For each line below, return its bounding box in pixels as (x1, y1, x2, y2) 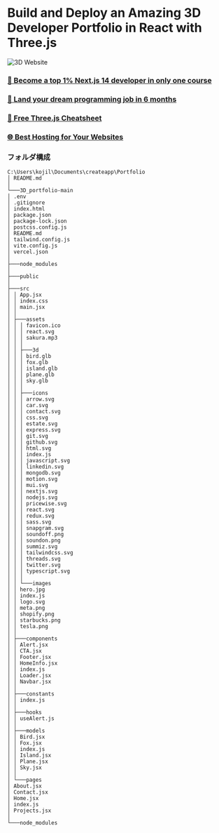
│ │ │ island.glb (7, 365, 58, 372)
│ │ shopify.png (7, 611, 55, 618)
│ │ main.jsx (7, 303, 45, 310)
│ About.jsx (7, 782, 42, 789)
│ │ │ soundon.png (7, 537, 61, 544)
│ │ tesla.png (7, 622, 49, 629)
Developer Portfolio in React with (7, 20, 202, 36)
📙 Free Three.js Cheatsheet (7, 113, 102, 123)
